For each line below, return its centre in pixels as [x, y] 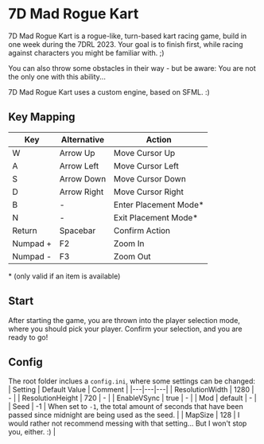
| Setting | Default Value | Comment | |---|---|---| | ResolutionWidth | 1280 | [131, 390]
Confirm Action [142, 230]
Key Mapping [42, 117]
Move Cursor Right [149, 192]
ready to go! [28, 337]
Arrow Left [79, 166]
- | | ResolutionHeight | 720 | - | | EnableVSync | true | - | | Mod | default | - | [132, 398]
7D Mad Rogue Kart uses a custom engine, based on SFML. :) [109, 92]
